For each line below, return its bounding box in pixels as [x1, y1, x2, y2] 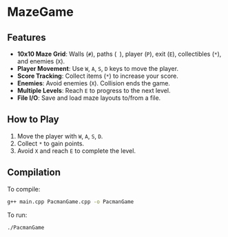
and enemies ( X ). [17, 57, 65, 65]
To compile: [7, 185, 41, 193]
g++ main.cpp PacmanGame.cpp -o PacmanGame [7, 198, 134, 205]
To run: [7, 211, 28, 219]
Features [7, 32, 46, 43]
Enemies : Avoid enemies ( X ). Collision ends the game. [17, 79, 171, 87]
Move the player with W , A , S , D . [17, 132, 103, 140]
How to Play [7, 114, 60, 125]
